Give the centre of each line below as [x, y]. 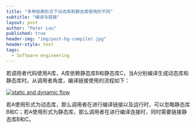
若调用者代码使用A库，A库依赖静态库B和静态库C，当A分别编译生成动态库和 [98, 73]
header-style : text [30, 45]
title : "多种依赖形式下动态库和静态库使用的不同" [60, 12]
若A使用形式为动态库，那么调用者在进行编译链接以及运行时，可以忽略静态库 [98, 104]
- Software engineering [40, 55]
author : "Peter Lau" [31, 28]
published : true [26, 34]
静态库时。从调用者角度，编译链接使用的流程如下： [68, 80]
